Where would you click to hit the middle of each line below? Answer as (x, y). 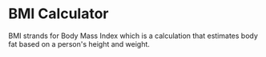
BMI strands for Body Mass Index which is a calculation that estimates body (133, 36)
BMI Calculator (58, 14)
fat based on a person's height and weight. (79, 44)
